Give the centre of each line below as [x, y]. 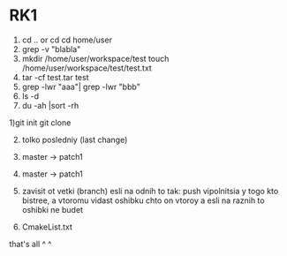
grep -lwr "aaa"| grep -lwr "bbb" [81, 87]
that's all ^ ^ [30, 244]
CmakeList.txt [47, 227]
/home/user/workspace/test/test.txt [87, 68]
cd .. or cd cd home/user [67, 40]
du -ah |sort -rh [50, 105]
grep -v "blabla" [51, 49]
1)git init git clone [40, 122]
